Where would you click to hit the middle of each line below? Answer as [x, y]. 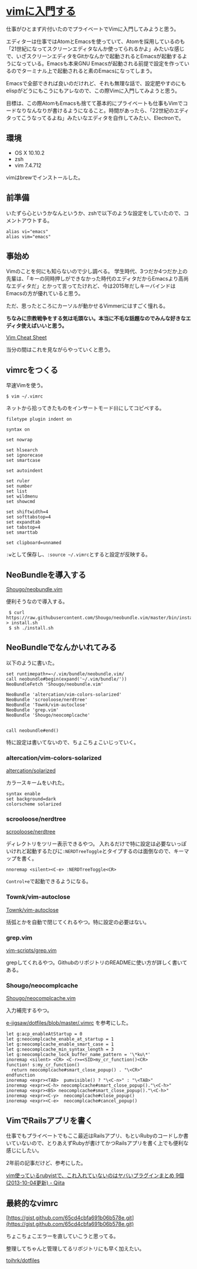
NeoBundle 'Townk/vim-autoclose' [47, 705]
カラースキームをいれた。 [37, 783]
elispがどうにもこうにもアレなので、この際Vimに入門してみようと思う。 [93, 91]
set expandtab [23, 522]
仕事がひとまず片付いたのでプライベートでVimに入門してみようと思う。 [93, 29]
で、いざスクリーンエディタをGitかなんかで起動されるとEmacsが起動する [94, 56]
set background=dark [31, 799]
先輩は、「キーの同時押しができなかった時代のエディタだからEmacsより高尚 [97, 279]
